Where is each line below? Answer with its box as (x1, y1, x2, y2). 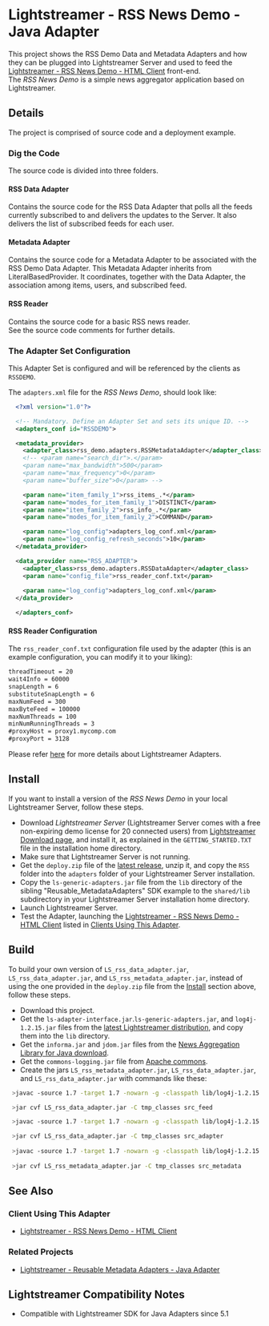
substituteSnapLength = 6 (8, 690, 94, 698)
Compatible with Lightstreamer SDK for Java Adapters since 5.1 (19, 1309, 229, 1319)
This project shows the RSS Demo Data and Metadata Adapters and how (8, 49, 248, 58)
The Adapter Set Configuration (8, 345, 130, 356)
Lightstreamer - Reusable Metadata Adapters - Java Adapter (19, 1264, 220, 1274)
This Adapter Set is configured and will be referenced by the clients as (8, 363, 241, 373)
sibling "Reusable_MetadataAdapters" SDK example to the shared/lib (19, 886, 251, 895)
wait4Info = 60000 (8, 675, 70, 684)
